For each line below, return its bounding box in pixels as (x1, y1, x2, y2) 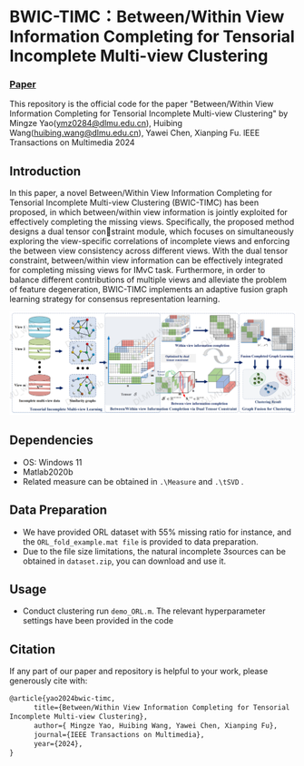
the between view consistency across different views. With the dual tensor (9, 245, 289, 257)
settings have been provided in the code (22, 615, 174, 626)
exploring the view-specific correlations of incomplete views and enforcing (9, 236, 290, 247)
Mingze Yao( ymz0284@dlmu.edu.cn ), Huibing (9, 118, 183, 129)
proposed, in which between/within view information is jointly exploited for (9, 207, 289, 218)
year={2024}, (33, 740, 83, 749)
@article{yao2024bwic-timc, (9, 694, 116, 703)
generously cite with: (9, 675, 88, 686)
